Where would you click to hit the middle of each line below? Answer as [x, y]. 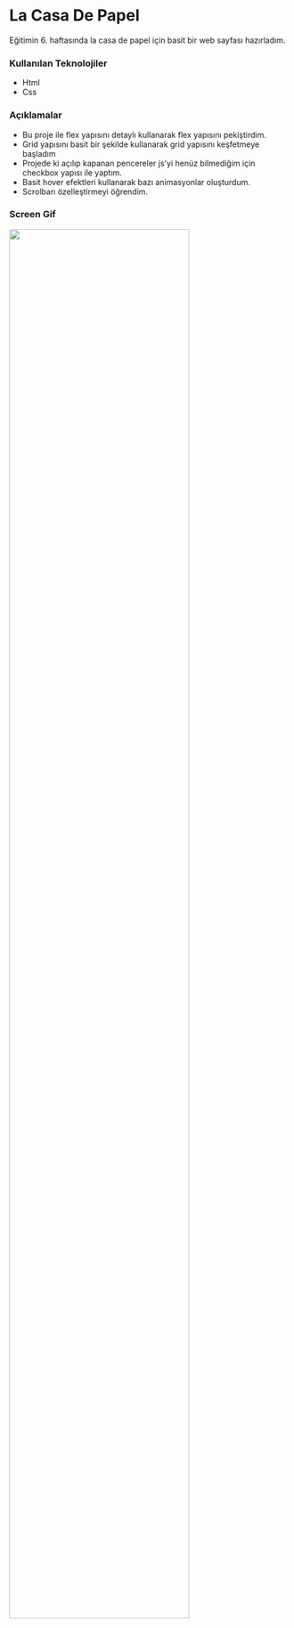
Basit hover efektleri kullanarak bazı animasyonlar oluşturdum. [136, 182]
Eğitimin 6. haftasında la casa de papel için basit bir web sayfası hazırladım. [147, 40]
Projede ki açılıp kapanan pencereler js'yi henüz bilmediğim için [139, 163]
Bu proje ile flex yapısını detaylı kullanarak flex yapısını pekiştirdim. [144, 134]
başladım [39, 153]
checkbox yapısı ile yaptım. [72, 172]
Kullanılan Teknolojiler [58, 63]
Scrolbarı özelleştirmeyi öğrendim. [85, 191]
